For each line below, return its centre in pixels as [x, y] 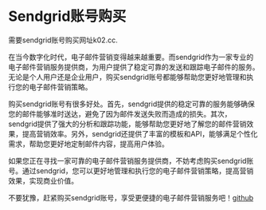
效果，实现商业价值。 [43, 180]
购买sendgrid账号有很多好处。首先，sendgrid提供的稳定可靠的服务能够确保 [131, 104]
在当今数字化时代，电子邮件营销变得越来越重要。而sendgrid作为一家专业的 [131, 57]
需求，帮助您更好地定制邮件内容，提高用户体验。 [88, 144]
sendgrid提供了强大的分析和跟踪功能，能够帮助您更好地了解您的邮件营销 [127, 124]
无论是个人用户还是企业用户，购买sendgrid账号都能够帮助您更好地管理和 [127, 77]
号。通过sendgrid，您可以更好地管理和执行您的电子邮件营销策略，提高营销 [131, 170]
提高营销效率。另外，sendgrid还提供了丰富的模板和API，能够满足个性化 [140, 133]
